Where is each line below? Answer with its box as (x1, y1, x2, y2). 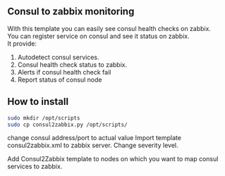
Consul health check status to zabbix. (17, 60, 128, 69)
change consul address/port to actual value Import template (7, 134, 182, 142)
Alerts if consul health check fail (17, 68, 111, 76)
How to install (7, 96, 69, 108)
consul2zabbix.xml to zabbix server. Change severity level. (7, 141, 178, 150)
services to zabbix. (7, 162, 63, 171)
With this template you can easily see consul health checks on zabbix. (7, 24, 212, 32)
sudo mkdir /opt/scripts (7, 114, 80, 122)
